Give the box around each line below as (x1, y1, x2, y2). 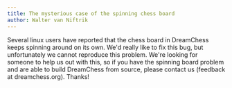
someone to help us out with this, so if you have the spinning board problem (7, 58, 224, 66)
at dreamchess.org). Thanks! (7, 72, 90, 80)
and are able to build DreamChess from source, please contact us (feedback (7, 65, 226, 73)
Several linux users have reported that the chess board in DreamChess (7, 35, 209, 44)
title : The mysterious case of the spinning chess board (7, 10, 175, 17)
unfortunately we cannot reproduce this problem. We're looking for (7, 50, 198, 59)
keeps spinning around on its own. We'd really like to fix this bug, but (7, 43, 204, 51)
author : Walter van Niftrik (7, 17, 89, 24)
